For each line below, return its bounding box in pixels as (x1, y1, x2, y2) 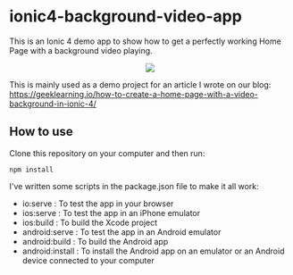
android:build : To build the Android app (21, 236, 169, 246)
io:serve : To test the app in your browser (21, 198, 174, 209)
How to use (9, 124, 73, 139)
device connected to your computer (21, 254, 155, 265)
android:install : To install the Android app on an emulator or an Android (21, 246, 285, 256)
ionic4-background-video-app (9, 6, 243, 27)
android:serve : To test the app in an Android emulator (21, 226, 222, 237)
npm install (9, 165, 54, 174)
